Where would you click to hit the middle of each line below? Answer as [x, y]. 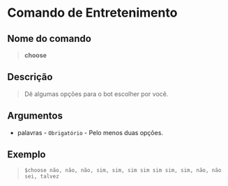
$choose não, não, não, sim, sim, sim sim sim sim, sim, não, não [123, 171]
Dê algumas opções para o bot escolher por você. [96, 94]
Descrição [30, 77]
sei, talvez [41, 177]
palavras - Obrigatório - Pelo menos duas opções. [90, 132]
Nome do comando [50, 39]
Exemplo [26, 155]
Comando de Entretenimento [92, 13]
